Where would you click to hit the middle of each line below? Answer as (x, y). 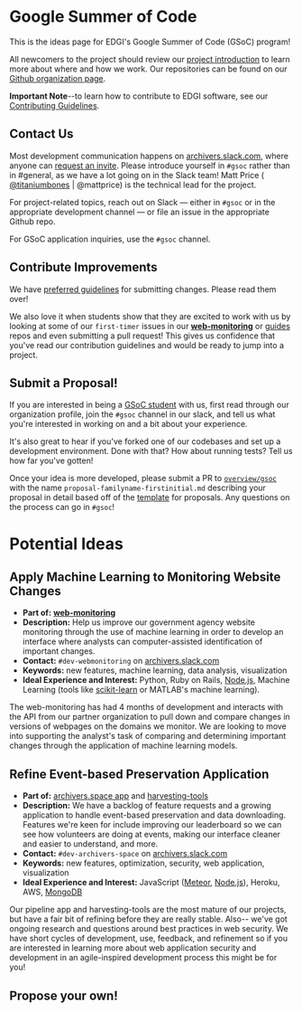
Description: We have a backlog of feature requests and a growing (147, 806)
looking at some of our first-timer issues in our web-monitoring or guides (150, 326)
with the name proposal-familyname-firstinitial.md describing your (137, 488)
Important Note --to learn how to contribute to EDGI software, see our (139, 96)
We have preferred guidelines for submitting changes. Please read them (143, 289)
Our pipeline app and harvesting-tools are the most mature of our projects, (148, 910)
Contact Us (41, 134)
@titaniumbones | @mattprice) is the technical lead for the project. (133, 184)
